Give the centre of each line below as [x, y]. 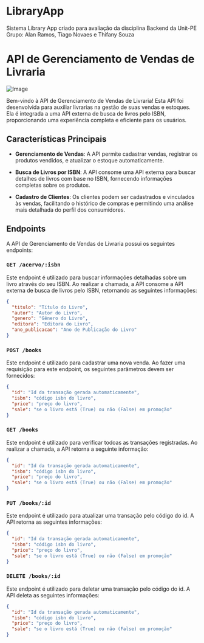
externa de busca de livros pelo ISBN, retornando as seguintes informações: [102, 290]
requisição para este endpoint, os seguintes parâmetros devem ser [90, 369]
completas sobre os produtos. [53, 185]
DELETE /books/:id [33, 576]
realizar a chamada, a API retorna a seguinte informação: [77, 449]
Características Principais [56, 139]
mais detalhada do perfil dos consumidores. [70, 210]
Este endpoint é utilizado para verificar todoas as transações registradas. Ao [102, 442]
